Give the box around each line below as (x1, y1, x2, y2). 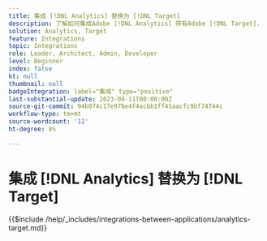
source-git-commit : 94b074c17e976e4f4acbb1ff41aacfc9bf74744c (8, 102, 223, 110)
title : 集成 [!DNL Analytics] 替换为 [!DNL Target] (8, 11, 181, 20)
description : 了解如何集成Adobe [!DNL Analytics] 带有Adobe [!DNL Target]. (8, 19, 261, 28)
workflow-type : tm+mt (8, 110, 82, 118)
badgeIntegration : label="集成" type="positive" (8, 87, 174, 96)
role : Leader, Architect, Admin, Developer (8, 49, 158, 58)
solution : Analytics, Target (8, 27, 107, 35)
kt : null (8, 72, 38, 80)
